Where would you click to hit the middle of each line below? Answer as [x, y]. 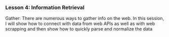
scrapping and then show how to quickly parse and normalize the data [79, 29]
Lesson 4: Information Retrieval [45, 7]
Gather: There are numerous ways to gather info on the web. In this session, [85, 18]
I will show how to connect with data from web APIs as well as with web [80, 23]
